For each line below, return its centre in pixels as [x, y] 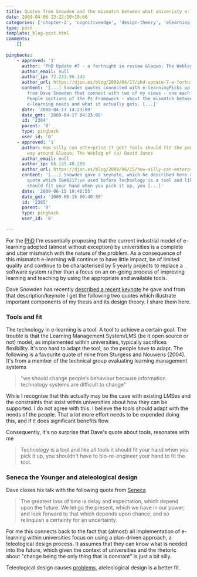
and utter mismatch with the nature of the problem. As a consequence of [94, 253]
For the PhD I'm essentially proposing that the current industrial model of [94, 240]
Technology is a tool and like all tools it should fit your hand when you [104, 450]
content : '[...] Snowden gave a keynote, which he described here [104, 175]
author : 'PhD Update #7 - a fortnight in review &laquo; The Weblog [107, 66]
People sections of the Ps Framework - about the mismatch [101, 98]
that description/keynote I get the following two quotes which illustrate [91, 295]
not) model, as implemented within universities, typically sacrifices [86, 342]
